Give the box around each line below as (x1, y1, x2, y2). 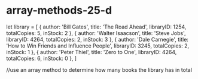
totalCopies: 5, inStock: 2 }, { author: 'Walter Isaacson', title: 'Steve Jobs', (6, 29, 187, 36)
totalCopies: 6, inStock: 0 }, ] (6, 55, 77, 62)
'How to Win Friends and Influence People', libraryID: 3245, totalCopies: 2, (6, 42, 190, 49)
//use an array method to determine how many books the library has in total (6, 66, 193, 73)
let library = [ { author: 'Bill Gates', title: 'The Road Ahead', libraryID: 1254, (6, 23, 187, 30)
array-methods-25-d (6, 4, 112, 17)
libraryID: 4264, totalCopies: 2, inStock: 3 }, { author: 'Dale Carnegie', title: (6, 36, 188, 43)
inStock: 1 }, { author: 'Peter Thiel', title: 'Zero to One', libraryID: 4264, (6, 48, 177, 55)
